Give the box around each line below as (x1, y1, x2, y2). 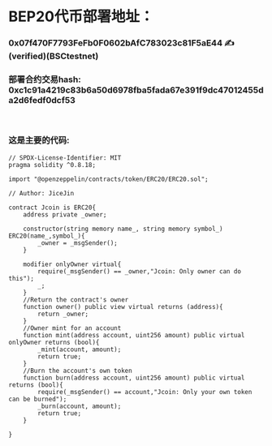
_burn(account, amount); (37, 402, 122, 410)
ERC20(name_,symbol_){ (8, 232, 85, 240)
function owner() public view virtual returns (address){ (23, 302, 223, 311)
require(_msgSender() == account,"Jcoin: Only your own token (37, 388, 253, 396)
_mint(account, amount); (37, 345, 122, 354)
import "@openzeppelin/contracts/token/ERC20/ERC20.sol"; (8, 175, 209, 183)
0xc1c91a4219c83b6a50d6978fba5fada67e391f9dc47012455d (8, 84, 264, 96)
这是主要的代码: (8, 135, 70, 146)
